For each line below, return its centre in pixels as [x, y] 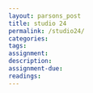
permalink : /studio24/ [46, 31]
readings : [25, 76]
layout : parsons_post [45, 16]
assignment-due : [36, 69]
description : [30, 61]
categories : [28, 38]
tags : [17, 46]
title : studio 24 [38, 23]
